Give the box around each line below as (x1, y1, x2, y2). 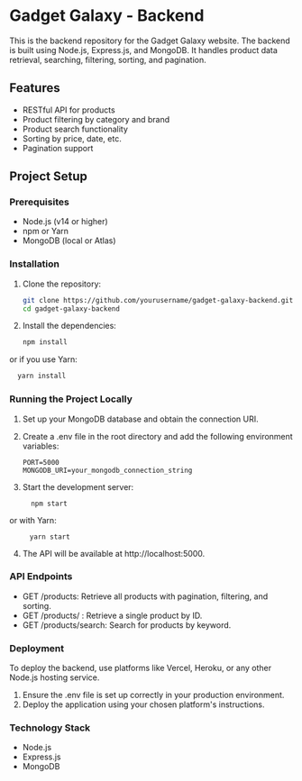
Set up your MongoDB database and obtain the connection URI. (22, 413, 259, 424)
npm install (22, 338, 68, 347)
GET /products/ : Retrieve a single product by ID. (22, 610, 203, 621)
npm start (31, 499, 68, 508)
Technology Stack (9, 722, 91, 734)
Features (9, 80, 60, 95)
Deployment (9, 641, 65, 654)
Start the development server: (22, 481, 134, 492)
